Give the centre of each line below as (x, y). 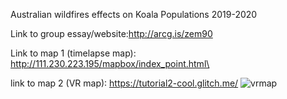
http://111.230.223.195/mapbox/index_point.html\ (110, 63)
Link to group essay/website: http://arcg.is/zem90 (111, 33)
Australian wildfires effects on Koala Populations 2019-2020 (134, 14)
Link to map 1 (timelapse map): (73, 53)
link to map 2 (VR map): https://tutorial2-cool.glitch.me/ (124, 83)
